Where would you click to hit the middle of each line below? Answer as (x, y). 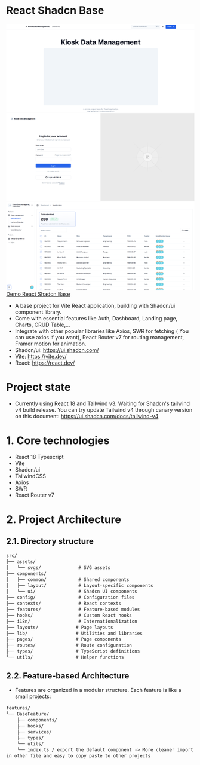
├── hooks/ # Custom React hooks (69, 616)
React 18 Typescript (39, 457)
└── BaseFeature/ (28, 714)
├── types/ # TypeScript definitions (73, 651)
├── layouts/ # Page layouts (60, 628)
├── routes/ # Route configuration (69, 645)
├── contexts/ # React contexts (64, 604)
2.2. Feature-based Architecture (68, 676)
